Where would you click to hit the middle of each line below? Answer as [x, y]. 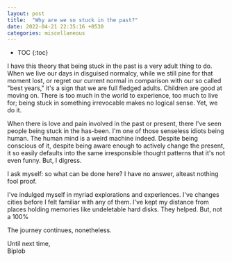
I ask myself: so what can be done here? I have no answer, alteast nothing [113, 174]
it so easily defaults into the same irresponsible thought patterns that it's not [116, 153]
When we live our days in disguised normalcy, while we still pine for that [110, 73]
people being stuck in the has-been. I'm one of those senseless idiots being [116, 131]
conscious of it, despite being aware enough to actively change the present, [116, 146]
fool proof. [22, 182]
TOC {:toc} [33, 53]
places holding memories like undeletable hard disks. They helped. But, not [115, 209]
